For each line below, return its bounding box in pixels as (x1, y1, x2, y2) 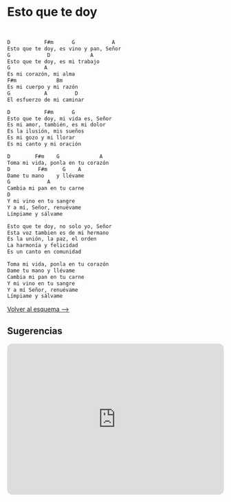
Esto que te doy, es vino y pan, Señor (7, 45, 122, 52)
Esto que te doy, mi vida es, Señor (7, 115, 112, 122)
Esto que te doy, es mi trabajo (7, 58, 100, 65)
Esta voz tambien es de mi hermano (7, 229, 109, 236)
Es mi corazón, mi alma (7, 71, 76, 78)
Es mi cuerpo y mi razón (7, 84, 78, 91)
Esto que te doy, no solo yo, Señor (7, 223, 112, 230)
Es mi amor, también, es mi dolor (7, 122, 107, 128)
